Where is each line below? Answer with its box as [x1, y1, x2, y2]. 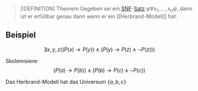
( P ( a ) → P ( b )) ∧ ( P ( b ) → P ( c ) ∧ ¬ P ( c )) [53, 67, 146, 74]
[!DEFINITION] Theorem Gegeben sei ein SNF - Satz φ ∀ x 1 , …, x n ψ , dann [20, 5, 193, 14]
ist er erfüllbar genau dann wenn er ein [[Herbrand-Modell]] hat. [20, 12, 178, 20]
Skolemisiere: [5, 57, 39, 64]
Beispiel [5, 30, 36, 40]
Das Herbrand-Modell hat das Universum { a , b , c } [5, 78, 127, 85]
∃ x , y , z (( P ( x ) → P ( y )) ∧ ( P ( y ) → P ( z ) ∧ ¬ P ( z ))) [43, 46, 155, 53]
